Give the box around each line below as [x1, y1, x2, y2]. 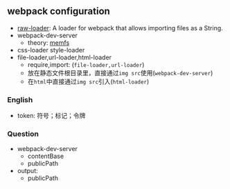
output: [17, 167, 38, 175]
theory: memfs [27, 38, 70, 47]
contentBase [27, 152, 64, 161]
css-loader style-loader [17, 46, 85, 54]
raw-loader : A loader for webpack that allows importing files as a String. [17, 23, 223, 32]
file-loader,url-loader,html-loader [17, 53, 112, 61]
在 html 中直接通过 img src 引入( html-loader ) [27, 77, 150, 86]
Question [7, 129, 39, 139]
